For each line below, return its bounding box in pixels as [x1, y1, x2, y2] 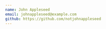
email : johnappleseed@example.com [5, 12, 77, 17]
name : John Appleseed [5, 7, 50, 12]
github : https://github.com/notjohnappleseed [5, 16, 101, 21]
